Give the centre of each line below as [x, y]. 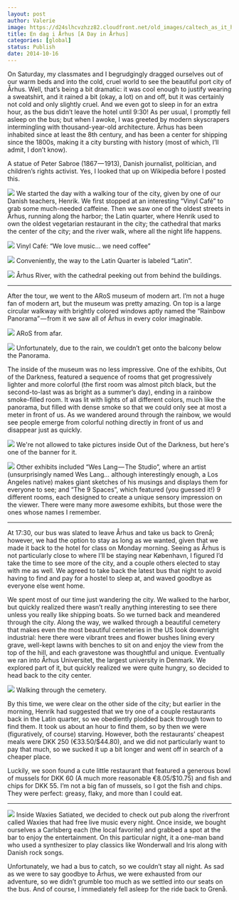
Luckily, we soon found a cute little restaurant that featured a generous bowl [119, 770]
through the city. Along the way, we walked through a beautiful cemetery [114, 622]
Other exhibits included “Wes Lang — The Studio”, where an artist [111, 467]
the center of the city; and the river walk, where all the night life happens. [115, 231]
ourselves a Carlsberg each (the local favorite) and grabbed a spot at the [114, 829]
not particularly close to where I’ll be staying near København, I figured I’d [116, 555]
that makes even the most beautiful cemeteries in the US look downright [113, 630]
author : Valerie [31, 21]
